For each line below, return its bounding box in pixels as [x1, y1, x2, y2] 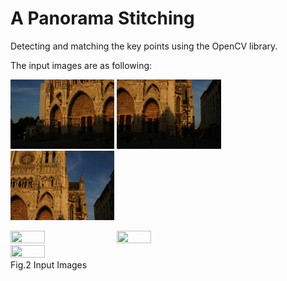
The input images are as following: [10, 59, 153, 71]
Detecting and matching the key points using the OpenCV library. [10, 40, 278, 52]
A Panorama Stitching [10, 7, 195, 30]
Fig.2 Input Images [10, 258, 88, 271]
